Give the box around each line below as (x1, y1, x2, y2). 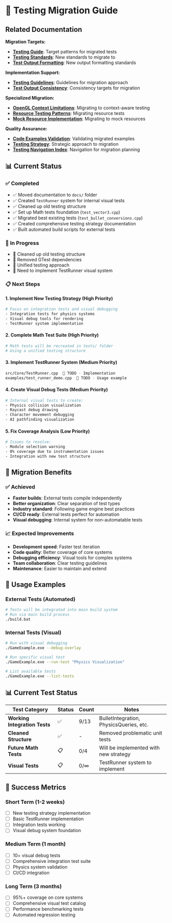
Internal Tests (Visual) (5, 629, 61, 636)
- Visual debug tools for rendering (5, 316, 83, 321)
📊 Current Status (5, 162, 62, 171)
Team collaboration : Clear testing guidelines (12, 560, 107, 566)
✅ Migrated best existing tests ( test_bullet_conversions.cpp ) (12, 215, 143, 221)
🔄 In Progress (5, 239, 39, 246)
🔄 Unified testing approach (12, 262, 70, 268)
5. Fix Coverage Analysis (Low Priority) (5, 428, 90, 434)
